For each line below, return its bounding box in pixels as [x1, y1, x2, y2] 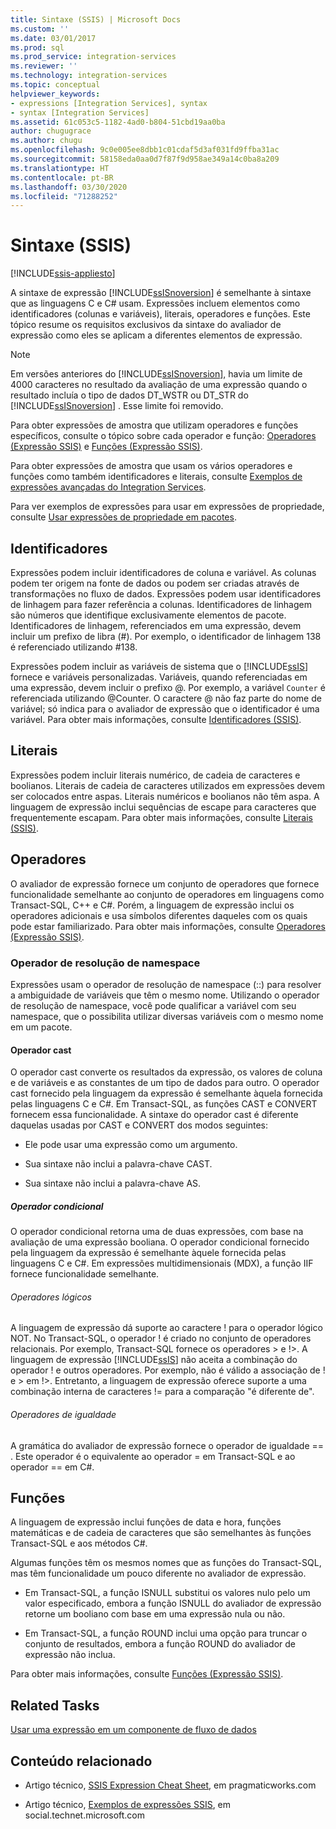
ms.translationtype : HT [10, 163, 110, 173]
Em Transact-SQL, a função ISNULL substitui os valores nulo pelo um [24, 1587, 311, 1599]
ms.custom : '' [10, 24, 70, 34]
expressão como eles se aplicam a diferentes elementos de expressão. [10, 329, 303, 341]
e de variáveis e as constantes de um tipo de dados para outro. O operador [10, 1077, 320, 1089]
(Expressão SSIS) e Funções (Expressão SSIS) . [10, 441, 203, 453]
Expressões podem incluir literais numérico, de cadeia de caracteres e [10, 769, 301, 781]
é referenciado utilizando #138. [10, 641, 138, 653]
